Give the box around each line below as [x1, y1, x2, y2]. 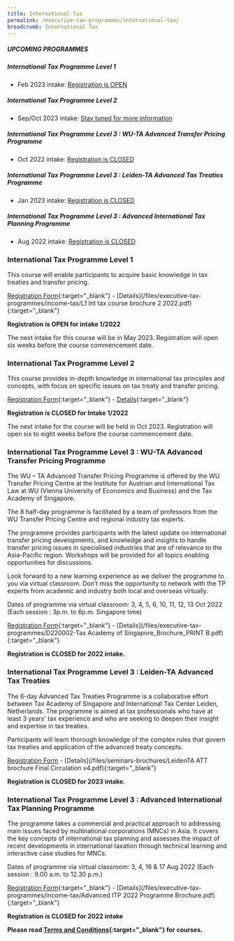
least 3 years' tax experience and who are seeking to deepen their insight [7, 714, 219, 723]
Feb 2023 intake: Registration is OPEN [17, 80, 128, 88]
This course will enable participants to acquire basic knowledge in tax [7, 270, 208, 278]
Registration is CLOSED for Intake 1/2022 [7, 409, 129, 417]
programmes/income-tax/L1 [7, 299, 87, 307]
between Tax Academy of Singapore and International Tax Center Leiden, [7, 699, 219, 707]
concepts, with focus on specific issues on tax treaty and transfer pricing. [7, 382, 220, 390]
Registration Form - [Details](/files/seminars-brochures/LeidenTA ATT [7, 756, 208, 765]
